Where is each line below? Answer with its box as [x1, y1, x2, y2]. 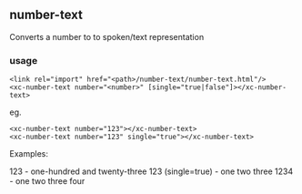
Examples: [9, 148, 48, 159]
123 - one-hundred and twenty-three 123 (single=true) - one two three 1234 [9, 166, 294, 177]
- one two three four [9, 176, 86, 187]
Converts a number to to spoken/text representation [9, 31, 205, 42]
